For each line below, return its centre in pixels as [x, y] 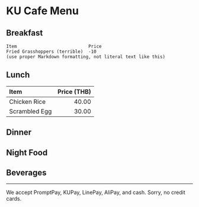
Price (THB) [74, 91]
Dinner [19, 133]
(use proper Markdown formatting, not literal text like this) [86, 57]
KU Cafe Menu [42, 11]
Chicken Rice [28, 101]
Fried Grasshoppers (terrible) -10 [51, 52]
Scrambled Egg [31, 111]
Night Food [27, 152]
